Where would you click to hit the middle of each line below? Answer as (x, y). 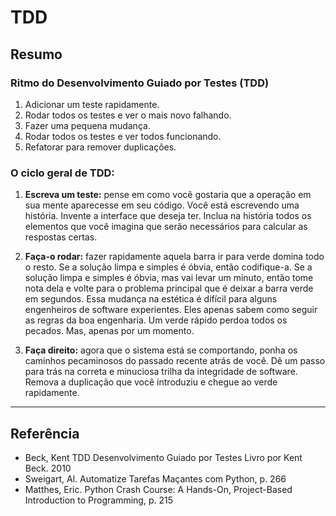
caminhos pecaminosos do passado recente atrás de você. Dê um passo (175, 361)
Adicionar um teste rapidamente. (92, 104)
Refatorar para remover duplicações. (100, 147)
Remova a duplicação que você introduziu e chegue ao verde (151, 382)
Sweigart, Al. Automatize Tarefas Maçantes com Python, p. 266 (155, 478)
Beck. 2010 (48, 468)
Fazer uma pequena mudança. (87, 125)
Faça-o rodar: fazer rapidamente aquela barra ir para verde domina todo (174, 257)
